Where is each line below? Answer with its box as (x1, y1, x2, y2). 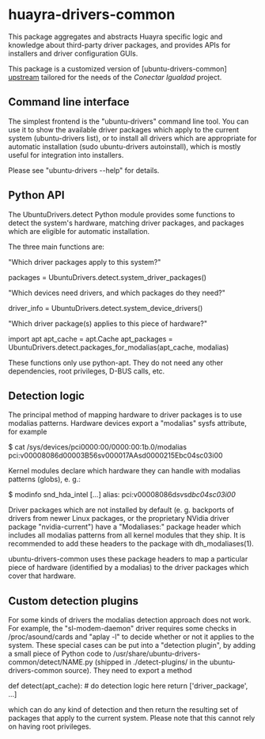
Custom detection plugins (8, 594, 139, 607)
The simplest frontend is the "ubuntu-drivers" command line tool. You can (8, 117, 249, 126)
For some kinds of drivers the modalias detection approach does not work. (8, 615, 252, 625)
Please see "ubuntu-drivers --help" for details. (8, 165, 160, 175)
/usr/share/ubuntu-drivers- (113, 649, 201, 659)
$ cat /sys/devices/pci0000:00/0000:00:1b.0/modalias (8, 442, 187, 452)
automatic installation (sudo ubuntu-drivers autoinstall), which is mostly (8, 141, 241, 151)
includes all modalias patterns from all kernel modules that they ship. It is (8, 530, 246, 540)
